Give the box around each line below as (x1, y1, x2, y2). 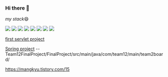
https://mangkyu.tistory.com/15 (5, 66, 70, 72)
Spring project (5, 46, 35, 52)
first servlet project (5, 36, 45, 42)
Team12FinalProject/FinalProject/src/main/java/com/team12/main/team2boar (5, 51, 163, 57)
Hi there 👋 (5, 5, 30, 12)
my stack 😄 (5, 16, 29, 22)
